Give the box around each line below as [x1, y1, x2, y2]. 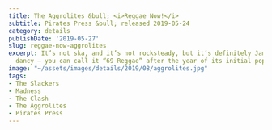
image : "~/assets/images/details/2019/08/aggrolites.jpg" [8, 65, 208, 73]
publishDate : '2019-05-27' [8, 34, 100, 43]
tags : [8, 72, 27, 80]
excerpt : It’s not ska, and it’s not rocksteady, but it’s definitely [8, 49, 252, 57]
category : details [8, 27, 70, 35]
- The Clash [8, 94, 49, 103]
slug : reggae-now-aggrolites [8, 42, 107, 50]
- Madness [8, 86, 42, 95]
